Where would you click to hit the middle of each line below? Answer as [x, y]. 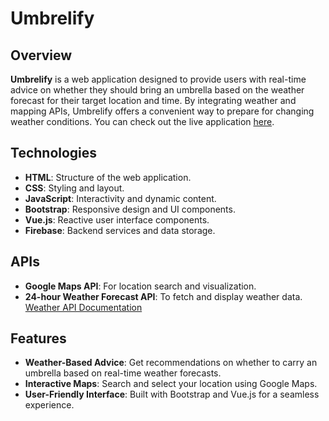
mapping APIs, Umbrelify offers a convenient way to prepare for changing [162, 111]
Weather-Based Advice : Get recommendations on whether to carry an [171, 363]
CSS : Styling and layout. [74, 188]
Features [38, 338]
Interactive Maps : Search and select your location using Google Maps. [171, 384]
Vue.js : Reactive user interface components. [117, 219]
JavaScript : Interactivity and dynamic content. [120, 198]
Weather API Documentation [83, 307]
